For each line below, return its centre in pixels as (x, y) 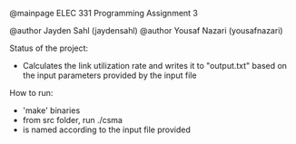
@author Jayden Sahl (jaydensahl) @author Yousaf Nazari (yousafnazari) (146, 30)
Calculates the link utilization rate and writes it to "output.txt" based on (155, 66)
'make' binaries (51, 110)
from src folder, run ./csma (72, 120)
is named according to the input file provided (106, 130)
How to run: (31, 93)
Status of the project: (49, 48)
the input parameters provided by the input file (109, 75)
